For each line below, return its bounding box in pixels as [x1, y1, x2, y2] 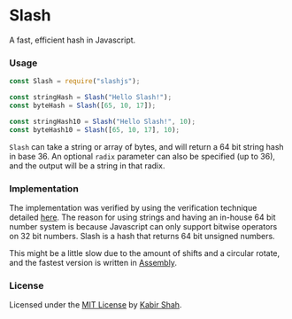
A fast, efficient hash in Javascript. [9, 35, 136, 45]
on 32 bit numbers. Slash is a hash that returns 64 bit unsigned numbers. [9, 230, 276, 241]
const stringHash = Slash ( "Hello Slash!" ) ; [9, 93, 173, 102]
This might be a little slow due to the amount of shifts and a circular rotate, [9, 247, 280, 258]
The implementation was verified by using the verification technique [9, 202, 257, 213]
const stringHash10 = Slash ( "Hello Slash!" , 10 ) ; [9, 117, 196, 126]
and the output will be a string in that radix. [9, 160, 165, 171]
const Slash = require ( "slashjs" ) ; [9, 77, 141, 86]
